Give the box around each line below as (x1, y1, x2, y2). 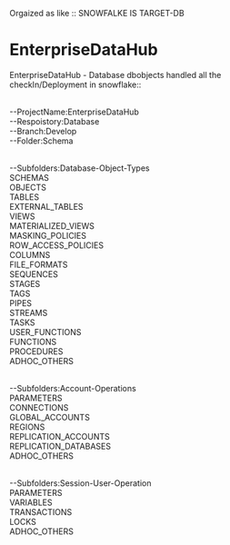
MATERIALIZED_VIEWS (9, 220, 95, 231)
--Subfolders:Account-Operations (9, 382, 136, 393)
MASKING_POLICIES (9, 230, 87, 241)
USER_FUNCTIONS (9, 326, 82, 337)
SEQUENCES (9, 268, 59, 280)
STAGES (9, 278, 41, 289)
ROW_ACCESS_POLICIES (9, 240, 105, 251)
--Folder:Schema (9, 135, 74, 146)
